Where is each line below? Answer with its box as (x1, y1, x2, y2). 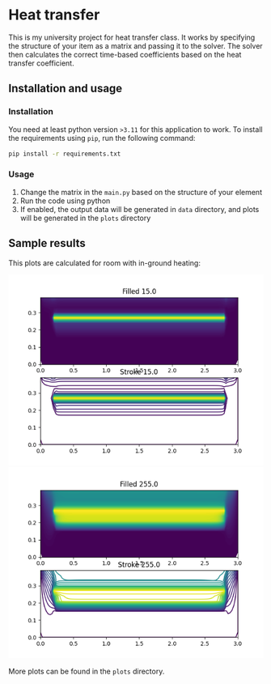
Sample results (8, 236, 87, 250)
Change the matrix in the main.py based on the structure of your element (19, 187, 263, 197)
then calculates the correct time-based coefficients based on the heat (8, 49, 242, 59)
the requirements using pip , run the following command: (8, 133, 196, 142)
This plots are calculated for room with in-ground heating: (8, 257, 201, 268)
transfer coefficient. (8, 58, 74, 68)
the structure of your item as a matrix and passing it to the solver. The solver (8, 40, 263, 50)
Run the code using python (19, 196, 111, 206)
